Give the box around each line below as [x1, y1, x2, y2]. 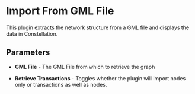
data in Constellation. [6, 30, 58, 37]
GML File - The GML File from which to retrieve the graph [14, 63, 155, 70]
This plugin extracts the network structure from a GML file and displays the [6, 24, 190, 31]
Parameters [6, 48, 50, 58]
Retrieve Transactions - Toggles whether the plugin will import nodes [14, 74, 186, 82]
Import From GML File [6, 4, 114, 18]
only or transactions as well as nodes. [14, 81, 107, 88]
